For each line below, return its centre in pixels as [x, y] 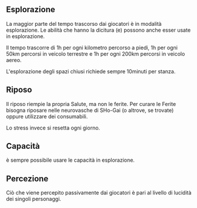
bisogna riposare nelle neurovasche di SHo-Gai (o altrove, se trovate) [90, 110]
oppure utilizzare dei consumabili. [47, 116]
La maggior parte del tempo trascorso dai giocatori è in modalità [84, 23]
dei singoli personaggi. [34, 199]
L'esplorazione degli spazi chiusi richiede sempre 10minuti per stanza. [91, 71]
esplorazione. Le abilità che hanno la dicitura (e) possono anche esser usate [98, 30]
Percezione [27, 178]
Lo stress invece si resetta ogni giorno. [53, 128]
